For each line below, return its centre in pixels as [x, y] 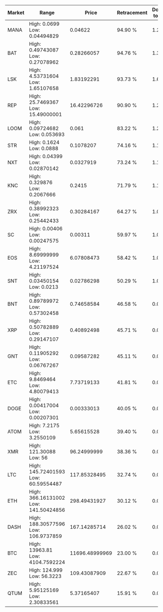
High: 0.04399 [46, 156]
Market [16, 13]
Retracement [132, 13]
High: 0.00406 [46, 229]
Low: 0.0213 [44, 287]
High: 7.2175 [44, 426]
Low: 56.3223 [45, 576]
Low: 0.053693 [47, 134]
